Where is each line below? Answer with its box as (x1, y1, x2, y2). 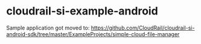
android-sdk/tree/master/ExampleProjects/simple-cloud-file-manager (6, 30, 180, 37)
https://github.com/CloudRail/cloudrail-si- (91, 24, 195, 31)
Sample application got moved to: (6, 24, 90, 31)
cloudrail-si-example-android (6, 4, 158, 18)
